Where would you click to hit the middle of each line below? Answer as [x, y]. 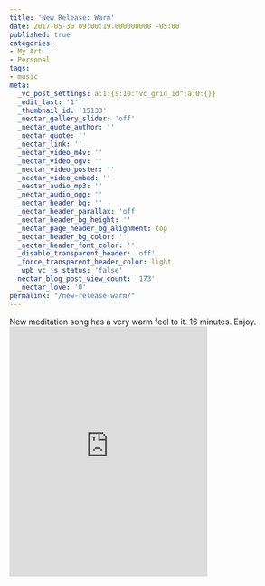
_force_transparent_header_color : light [95, 262]
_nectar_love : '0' [52, 287]
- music [24, 77]
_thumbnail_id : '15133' [62, 110]
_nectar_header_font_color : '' [76, 245]
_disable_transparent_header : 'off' [86, 254]
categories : [32, 43]
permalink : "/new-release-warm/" [72, 295]
